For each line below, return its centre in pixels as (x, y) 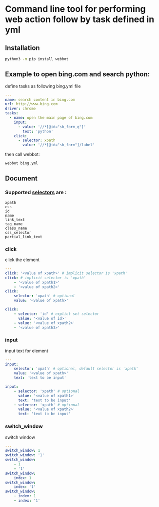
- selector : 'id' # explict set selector (56, 314)
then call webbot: (22, 154)
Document (21, 179)
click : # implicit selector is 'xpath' (46, 278)
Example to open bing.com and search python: (78, 74)
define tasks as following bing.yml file (43, 86)
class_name (16, 228)
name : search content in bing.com (40, 99)
